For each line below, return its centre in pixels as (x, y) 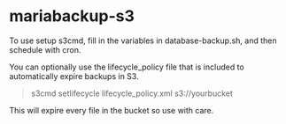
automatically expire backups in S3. (74, 76)
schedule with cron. (45, 49)
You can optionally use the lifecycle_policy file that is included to (127, 67)
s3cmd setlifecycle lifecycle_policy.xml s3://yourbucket (131, 93)
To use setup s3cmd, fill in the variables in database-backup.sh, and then (143, 40)
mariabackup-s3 (72, 16)
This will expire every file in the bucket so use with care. (112, 110)
